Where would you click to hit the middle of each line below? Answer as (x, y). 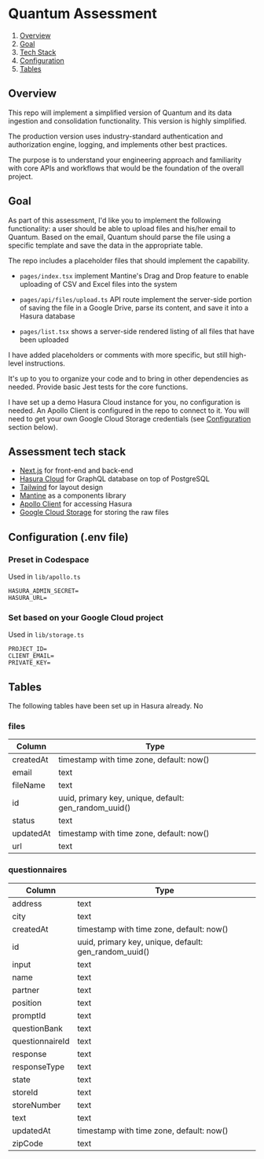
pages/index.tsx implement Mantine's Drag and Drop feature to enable (134, 275)
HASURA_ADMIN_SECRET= (44, 591)
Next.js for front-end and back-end (76, 471)
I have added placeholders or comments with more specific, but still (118, 355)
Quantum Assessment (82, 14)
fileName (29, 786)
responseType (38, 1066)
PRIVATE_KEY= (29, 663)
